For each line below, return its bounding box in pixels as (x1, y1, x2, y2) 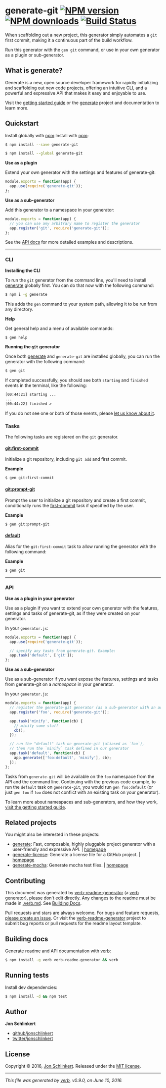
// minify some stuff (14, 723, 58, 728)
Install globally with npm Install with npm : (5, 132, 89, 138)
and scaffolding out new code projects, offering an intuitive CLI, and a (5, 85, 147, 91)
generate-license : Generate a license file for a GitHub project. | (12, 852, 141, 858)
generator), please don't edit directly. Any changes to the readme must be (5, 895, 156, 901)
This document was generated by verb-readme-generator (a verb (5, 890, 139, 896)
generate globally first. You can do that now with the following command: (5, 282, 154, 288)
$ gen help (5, 335, 28, 340)
